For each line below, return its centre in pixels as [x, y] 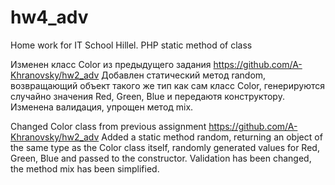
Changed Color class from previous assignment [108, 126]
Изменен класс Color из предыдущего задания [111, 64]
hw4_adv [49, 17]
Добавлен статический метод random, [184, 75]
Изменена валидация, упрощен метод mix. [102, 107]
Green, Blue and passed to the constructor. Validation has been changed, [161, 158]
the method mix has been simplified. [85, 168]
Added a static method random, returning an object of [212, 137]
